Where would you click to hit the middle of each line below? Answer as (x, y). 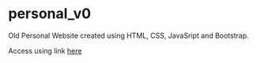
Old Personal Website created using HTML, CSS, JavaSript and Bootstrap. (128, 35)
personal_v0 (50, 14)
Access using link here (45, 50)
